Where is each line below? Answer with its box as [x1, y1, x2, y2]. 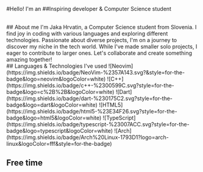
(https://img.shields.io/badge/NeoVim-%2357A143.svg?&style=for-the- [6, 69, 185, 76]
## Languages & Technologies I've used [6, 62, 107, 70]
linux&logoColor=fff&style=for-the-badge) [6, 140, 112, 147]
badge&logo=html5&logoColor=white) [6, 114, 102, 121]
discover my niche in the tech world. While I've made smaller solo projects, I [6, 43, 198, 50]
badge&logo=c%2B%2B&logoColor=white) [6, 88, 115, 95]
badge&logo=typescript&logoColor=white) [6, 127, 113, 134]
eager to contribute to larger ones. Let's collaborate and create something [6, 49, 193, 57]
